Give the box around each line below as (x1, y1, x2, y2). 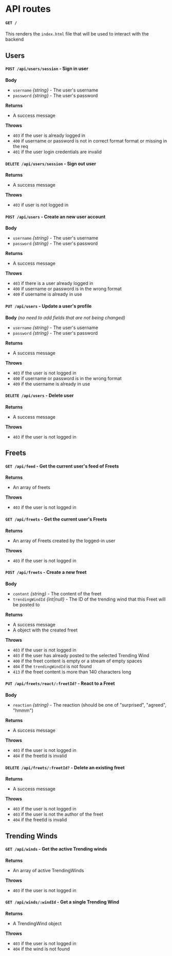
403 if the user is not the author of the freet (12, 811, 104, 818)
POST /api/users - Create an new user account (5, 213, 106, 220)
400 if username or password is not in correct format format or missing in (12, 137, 167, 144)
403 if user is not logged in (12, 202, 68, 208)
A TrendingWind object (12, 921, 62, 926)
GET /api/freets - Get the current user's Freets (5, 516, 107, 522)
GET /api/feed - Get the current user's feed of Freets (5, 463, 119, 469)
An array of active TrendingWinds (12, 867, 84, 873)
